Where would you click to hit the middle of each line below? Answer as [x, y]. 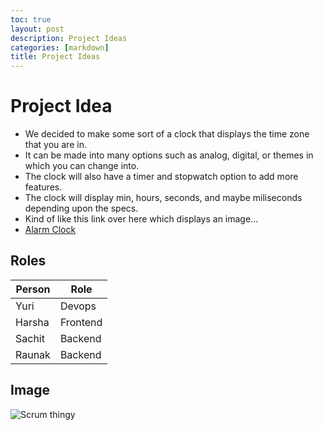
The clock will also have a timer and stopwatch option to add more [161, 177]
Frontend [81, 322]
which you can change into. [82, 166]
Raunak [33, 354]
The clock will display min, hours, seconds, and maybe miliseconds [163, 198]
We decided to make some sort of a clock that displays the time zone [167, 134]
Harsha [32, 322]
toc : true [31, 19]
